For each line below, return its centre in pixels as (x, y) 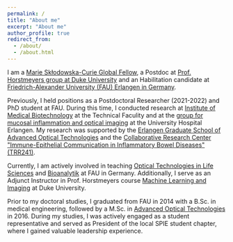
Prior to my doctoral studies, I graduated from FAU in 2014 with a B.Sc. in (112, 201)
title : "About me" (34, 20)
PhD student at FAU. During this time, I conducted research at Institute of (111, 108)
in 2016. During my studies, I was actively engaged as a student (98, 216)
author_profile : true (39, 33)
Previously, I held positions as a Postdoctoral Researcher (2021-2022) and (114, 100)
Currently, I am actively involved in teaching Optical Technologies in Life (110, 166)
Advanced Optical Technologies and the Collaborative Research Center (109, 137)
